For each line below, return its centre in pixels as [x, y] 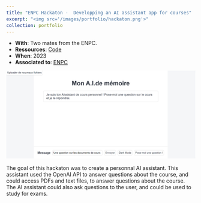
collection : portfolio [34, 25]
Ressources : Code [38, 50]
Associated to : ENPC [41, 62]
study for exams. [27, 193]
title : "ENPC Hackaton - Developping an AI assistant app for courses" [99, 13]
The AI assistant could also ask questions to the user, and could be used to [99, 187]
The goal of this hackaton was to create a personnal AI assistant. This [92, 168]
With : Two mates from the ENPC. [56, 43]
